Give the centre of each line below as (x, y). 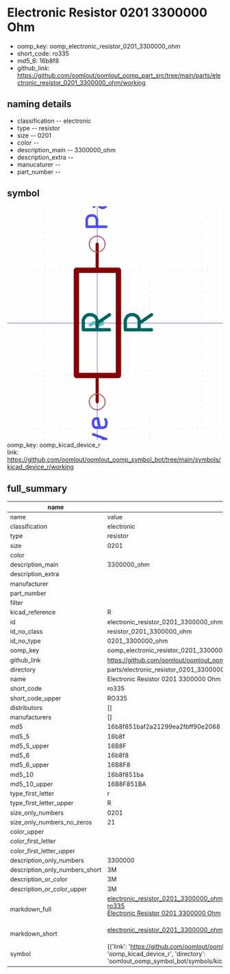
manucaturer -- (39, 164)
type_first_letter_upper (42, 803)
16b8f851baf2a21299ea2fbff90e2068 (164, 727)
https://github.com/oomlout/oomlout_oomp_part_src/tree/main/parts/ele (119, 75)
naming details (39, 104)
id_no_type (25, 641)
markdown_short (34, 934)
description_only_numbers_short (55, 870)
